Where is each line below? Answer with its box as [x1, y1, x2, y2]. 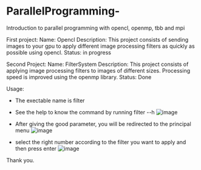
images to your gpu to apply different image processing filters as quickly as [6, 42, 196, 50]
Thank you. [6, 156, 35, 164]
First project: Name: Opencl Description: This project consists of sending [6, 36, 189, 43]
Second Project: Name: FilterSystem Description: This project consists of [6, 60, 189, 68]
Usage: [6, 85, 24, 92]
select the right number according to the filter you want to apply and [15, 138, 186, 146]
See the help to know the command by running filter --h [15, 108, 155, 116]
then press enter [15, 145, 56, 152]
